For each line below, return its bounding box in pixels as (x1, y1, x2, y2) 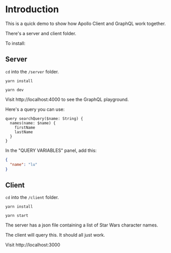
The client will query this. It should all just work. (5, 232, 106, 238)
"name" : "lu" (10, 162, 38, 167)
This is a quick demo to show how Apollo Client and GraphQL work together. (5, 20, 166, 27)
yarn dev (5, 87, 24, 92)
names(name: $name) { (10, 120, 56, 125)
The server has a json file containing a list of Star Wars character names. (5, 222, 158, 228)
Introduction (5, 4, 59, 15)
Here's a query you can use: (5, 106, 65, 112)
